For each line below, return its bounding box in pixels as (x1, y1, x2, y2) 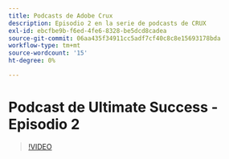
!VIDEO (27, 141, 52, 151)
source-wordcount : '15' (8, 49, 88, 57)
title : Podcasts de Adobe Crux (8, 11, 113, 20)
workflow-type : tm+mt (8, 42, 81, 50)
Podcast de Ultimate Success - (8, 98, 219, 116)
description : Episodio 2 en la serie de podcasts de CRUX (8, 19, 207, 27)
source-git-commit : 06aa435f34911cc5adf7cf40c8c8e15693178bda (8, 34, 221, 43)
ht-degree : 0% (8, 57, 56, 65)
